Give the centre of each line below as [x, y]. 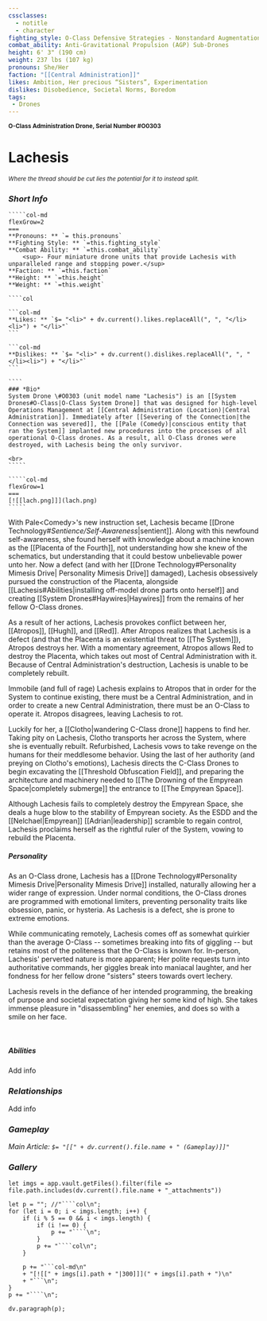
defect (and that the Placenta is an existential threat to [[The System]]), [124, 639]
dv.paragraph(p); [37, 1309]
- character [35, 30]
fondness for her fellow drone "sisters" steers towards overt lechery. [120, 976]
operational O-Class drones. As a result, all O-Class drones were [122, 438]
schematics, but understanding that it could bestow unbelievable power [125, 556]
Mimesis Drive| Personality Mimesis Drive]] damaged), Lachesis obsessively [133, 573]
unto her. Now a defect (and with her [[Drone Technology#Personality [122, 565]
